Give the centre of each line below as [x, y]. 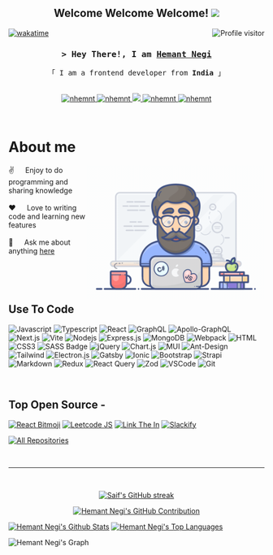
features [22, 225]
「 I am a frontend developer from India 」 [136, 73]
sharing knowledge [41, 191]
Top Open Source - [57, 405]
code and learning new [47, 217]
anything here [32, 251]
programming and [39, 182]
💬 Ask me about [39, 242]
